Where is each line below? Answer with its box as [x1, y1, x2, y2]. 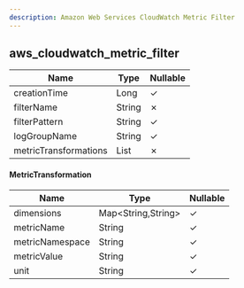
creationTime [13, 87, 68, 99]
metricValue [13, 250, 64, 262]
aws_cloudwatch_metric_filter [9, 46, 179, 61]
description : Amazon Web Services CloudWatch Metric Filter [9, 12, 236, 22]
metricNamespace [13, 236, 91, 248]
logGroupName [13, 130, 78, 143]
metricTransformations [13, 144, 108, 157]
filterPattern [13, 116, 64, 128]
